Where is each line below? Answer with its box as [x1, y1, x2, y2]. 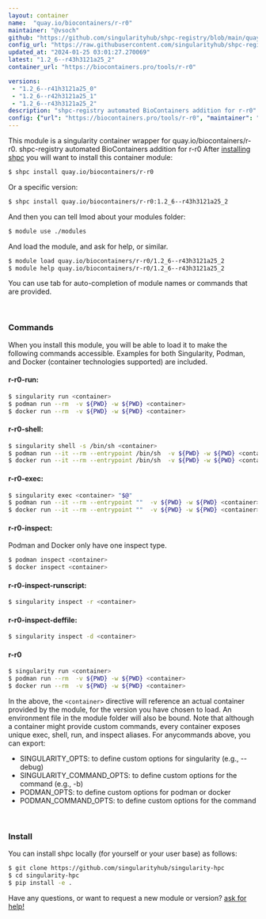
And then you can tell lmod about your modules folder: [8, 211, 186, 222]
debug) [19, 762, 44, 772]
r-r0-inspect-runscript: [8, 580, 87, 590]
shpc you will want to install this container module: [8, 153, 173, 162]
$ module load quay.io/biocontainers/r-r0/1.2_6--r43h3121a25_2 [8, 256, 225, 265]
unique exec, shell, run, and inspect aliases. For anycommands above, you [8, 730, 251, 740]
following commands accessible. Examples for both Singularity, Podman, [8, 348, 245, 358]
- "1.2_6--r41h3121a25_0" [11, 85, 97, 93]
